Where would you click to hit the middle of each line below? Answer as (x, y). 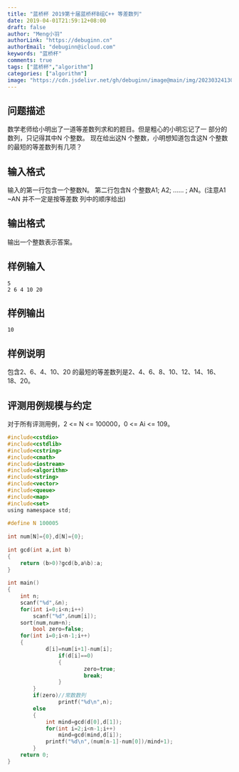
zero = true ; (100, 669)
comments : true (30, 60)
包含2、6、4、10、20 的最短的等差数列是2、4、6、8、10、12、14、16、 (113, 372)
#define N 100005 (33, 524)
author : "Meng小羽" (35, 34)
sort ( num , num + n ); (46, 623)
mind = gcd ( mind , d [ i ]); (90, 735)
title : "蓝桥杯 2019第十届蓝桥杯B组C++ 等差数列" (75, 14)
